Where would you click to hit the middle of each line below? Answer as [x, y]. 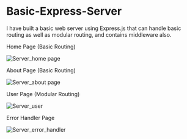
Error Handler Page [31, 118]
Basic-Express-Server [64, 11]
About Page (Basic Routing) [41, 70]
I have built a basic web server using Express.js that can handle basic [94, 28]
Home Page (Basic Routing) [41, 47]
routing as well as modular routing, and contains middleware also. [89, 34]
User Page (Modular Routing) [43, 94]
